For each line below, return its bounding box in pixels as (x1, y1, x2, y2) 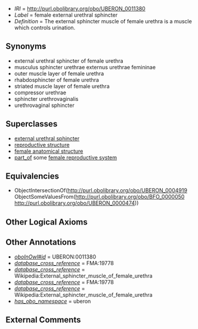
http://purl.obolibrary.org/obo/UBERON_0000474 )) (14, 199, 139, 207)
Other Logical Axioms (5, 217, 88, 227)
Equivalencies (5, 171, 59, 182)
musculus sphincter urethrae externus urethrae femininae (14, 63, 156, 70)
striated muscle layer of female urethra (14, 82, 110, 90)
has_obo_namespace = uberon (14, 297, 91, 305)
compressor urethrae (14, 89, 67, 96)
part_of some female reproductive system (14, 153, 117, 161)
